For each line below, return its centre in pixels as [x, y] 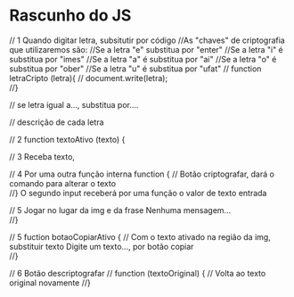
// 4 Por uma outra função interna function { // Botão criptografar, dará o [142, 174]
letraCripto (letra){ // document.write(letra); [89, 78]
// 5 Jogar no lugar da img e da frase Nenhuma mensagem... [120, 210]
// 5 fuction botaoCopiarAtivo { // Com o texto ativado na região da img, [140, 236]
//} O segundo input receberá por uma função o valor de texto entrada [138, 193]
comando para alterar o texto [63, 183]
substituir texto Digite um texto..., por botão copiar [102, 246]
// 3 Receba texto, [42, 156]
